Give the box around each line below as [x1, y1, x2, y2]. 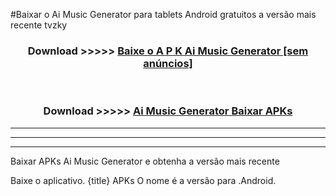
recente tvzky [10, 19, 68, 31]
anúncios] [143, 56, 193, 70]
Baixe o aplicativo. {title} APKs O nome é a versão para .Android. [10, 174, 277, 186]
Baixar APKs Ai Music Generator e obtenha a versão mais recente [10, 155, 280, 167]
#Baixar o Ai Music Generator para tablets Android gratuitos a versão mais [10, 9, 317, 20]
